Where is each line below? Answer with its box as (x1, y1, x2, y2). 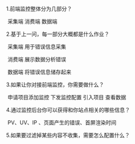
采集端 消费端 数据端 (7, 18, 57, 25)
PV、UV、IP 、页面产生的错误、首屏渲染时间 (7, 119, 117, 126)
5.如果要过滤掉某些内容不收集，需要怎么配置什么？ (6, 132, 130, 139)
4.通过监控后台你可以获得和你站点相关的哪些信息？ (6, 107, 130, 113)
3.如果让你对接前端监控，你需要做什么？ (6, 81, 105, 88)
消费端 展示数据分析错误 (7, 56, 66, 62)
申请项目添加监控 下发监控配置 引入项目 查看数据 (7, 94, 126, 101)
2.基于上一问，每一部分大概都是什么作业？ (6, 30, 110, 37)
